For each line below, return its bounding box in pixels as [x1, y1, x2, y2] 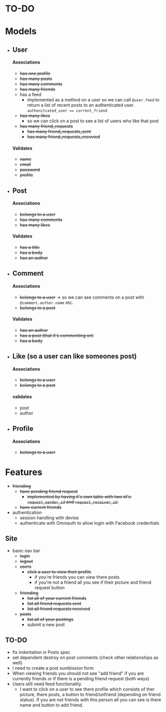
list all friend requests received [27, 606, 91, 612]
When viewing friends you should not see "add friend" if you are [12, 670, 144, 676]
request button [34, 584, 65, 590]
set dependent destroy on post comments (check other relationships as [12, 654, 159, 660]
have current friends [19, 504, 62, 510]
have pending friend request [19, 488, 78, 494]
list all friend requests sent [27, 600, 82, 606]
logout [19, 558, 33, 564]
